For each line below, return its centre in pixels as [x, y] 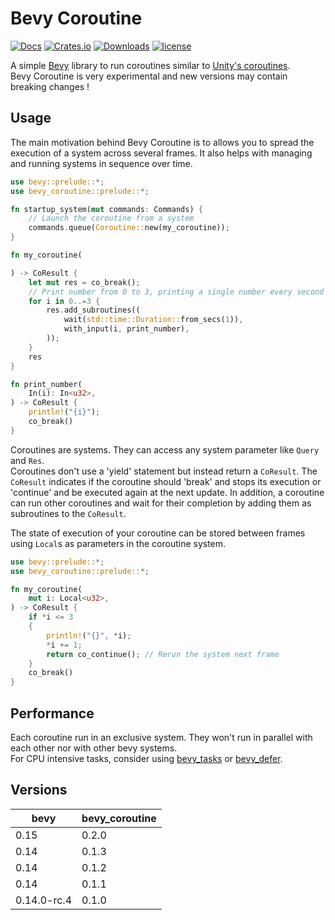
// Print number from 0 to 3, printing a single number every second [176, 292]
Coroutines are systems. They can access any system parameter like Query [165, 449]
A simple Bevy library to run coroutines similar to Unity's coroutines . [150, 65]
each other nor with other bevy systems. [94, 748]
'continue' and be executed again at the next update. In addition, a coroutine [167, 492]
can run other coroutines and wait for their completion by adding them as [161, 503]
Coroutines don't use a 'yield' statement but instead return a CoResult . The [164, 471]
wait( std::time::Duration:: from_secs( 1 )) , [153, 320]
